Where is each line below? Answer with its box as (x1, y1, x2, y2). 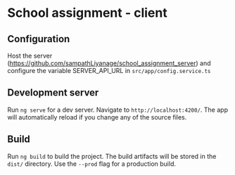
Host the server (7, 51, 53, 60)
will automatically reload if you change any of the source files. (7, 112, 187, 121)
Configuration (7, 33, 70, 45)
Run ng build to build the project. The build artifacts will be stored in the (7, 152, 217, 160)
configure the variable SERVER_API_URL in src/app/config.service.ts (7, 67, 211, 74)
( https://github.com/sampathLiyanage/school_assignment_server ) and (7, 59, 211, 67)
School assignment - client (7, 5, 167, 21)
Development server (7, 86, 99, 99)
